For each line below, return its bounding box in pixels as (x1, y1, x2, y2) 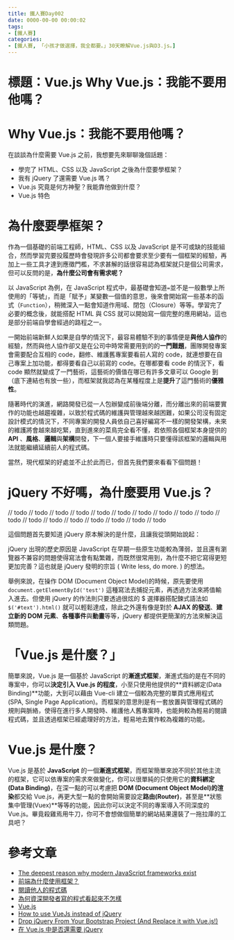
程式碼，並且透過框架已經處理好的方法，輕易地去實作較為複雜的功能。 (8, 715, 209, 723)
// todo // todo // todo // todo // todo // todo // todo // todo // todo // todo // (8, 509, 220, 516)
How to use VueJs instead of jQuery (17, 909, 122, 918)
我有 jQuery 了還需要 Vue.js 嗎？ (17, 174, 111, 183)
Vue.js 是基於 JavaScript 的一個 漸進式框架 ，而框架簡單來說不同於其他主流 (8, 766, 222, 775)
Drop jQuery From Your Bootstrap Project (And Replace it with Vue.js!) (17, 916, 218, 925)
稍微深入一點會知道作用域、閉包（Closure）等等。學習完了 (53, 301, 223, 309)
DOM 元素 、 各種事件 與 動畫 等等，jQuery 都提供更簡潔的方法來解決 (27, 612, 217, 620)
